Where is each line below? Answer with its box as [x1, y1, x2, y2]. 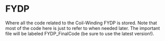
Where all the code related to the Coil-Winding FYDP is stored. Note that [5, 20, 157, 26]
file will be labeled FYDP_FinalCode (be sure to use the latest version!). [5, 30, 154, 36]
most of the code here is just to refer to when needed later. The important [5, 25, 160, 31]
